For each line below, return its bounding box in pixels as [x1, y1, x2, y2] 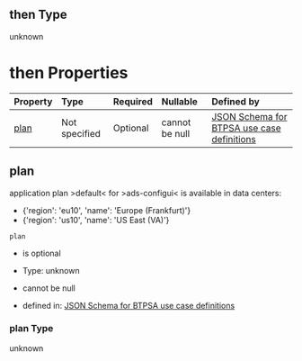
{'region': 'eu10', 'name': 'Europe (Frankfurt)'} [22, 204, 191, 215]
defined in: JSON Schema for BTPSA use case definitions [22, 300, 235, 311]
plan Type [9, 322, 54, 335]
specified [61, 127, 102, 140]
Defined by [210, 95, 261, 107]
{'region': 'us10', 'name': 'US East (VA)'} [22, 214, 170, 225]
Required [112, 95, 153, 107]
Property [13, 95, 53, 107]
